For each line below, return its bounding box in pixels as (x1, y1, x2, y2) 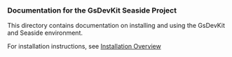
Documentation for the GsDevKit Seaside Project (7, 6, 177, 15)
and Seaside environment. (7, 28, 83, 37)
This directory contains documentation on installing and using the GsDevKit (7, 22, 226, 30)
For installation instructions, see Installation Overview (7, 42, 161, 51)
